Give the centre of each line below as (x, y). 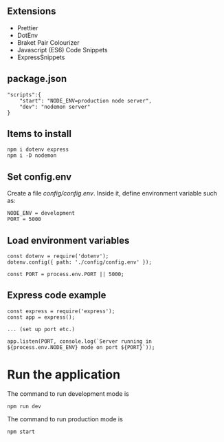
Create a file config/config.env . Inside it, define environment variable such (112, 193)
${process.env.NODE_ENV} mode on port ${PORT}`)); (81, 347)
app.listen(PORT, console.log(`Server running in (80, 341)
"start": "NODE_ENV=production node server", (86, 101)
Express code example (57, 295)
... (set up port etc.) (41, 329)
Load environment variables (68, 240)
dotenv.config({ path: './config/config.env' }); (80, 262)
